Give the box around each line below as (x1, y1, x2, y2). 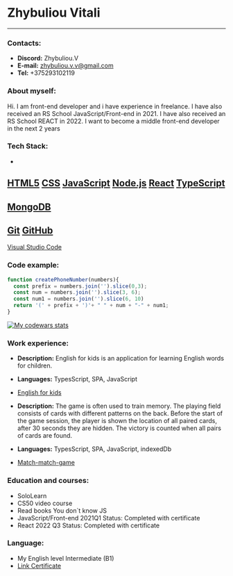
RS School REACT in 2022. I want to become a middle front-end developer (7, 117, 220, 125)
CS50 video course (17, 499, 73, 507)
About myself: (7, 86, 57, 96)
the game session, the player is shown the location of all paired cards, (17, 417, 217, 425)
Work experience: (7, 338, 69, 348)
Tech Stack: (7, 141, 49, 151)
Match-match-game (17, 459, 75, 467)
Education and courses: (7, 476, 89, 486)
